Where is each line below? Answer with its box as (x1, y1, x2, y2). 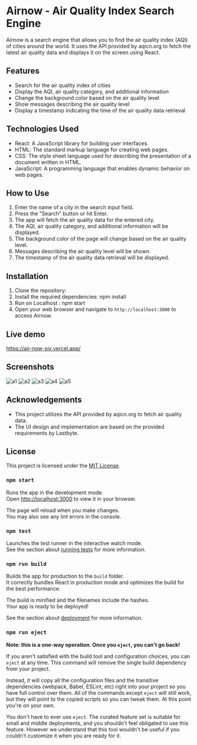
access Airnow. (14, 312, 53, 319)
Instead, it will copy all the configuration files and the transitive (6, 676, 159, 684)
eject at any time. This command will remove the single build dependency (6, 659, 187, 666)
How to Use (6, 188, 50, 198)
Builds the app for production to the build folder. (6, 572, 125, 580)
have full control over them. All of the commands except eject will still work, (6, 689, 192, 696)
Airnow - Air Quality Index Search (6, 4, 175, 18)
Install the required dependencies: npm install (14, 293, 126, 300)
